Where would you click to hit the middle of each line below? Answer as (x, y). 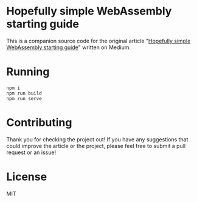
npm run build (24, 93)
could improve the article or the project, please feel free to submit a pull (96, 146)
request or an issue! (31, 152)
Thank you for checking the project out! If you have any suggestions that (97, 139)
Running (28, 72)
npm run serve (24, 98)
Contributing (39, 123)
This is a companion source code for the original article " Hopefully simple (98, 41)
